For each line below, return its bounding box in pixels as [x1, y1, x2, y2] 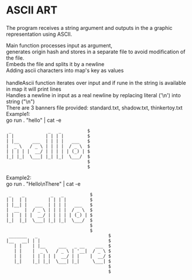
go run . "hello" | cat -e [6, 117, 61, 124]
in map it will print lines [6, 86, 61, 93]
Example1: [6, 111, 30, 118]
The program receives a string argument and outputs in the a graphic [6, 25, 173, 32]
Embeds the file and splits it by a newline [6, 61, 105, 68]
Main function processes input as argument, [6, 42, 113, 49]
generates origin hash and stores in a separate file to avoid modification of [6, 48, 186, 56]
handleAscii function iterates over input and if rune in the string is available [6, 80, 186, 87]
